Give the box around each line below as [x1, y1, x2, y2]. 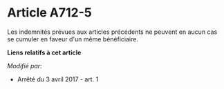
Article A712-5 [7, 5, 92, 21]
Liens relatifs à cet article [7, 48, 82, 57]
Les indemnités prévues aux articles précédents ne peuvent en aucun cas [7, 28, 218, 36]
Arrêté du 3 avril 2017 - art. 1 [17, 75, 99, 83]
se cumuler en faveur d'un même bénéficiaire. [7, 34, 138, 43]
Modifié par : [7, 61, 43, 70]
